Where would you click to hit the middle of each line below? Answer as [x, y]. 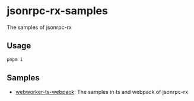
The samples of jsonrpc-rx [39, 27]
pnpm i [15, 59]
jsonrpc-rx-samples [58, 11]
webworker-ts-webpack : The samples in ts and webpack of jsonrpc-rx [102, 92]
